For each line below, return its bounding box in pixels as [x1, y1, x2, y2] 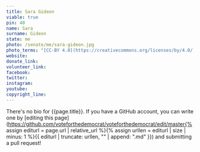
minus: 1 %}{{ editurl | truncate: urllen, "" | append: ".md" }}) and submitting [6, 133, 192, 140]
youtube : [6, 86, 28, 92]
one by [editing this [6, 114, 54, 121]
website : [6, 53, 28, 59]
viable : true [6, 14, 39, 20]
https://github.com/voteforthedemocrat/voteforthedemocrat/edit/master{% [8, 120, 192, 128]
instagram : [6, 81, 33, 87]
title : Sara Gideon [6, 8, 55, 15]
